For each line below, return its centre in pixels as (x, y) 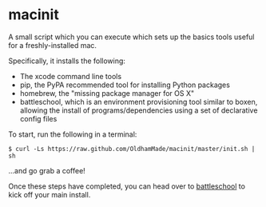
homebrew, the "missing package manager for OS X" (107, 93)
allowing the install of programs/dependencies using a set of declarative (139, 110)
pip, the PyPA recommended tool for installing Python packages (125, 85)
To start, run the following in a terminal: (73, 134)
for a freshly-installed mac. (53, 45)
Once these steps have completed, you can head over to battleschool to (127, 186)
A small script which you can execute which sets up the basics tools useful (131, 37)
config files (38, 118)
